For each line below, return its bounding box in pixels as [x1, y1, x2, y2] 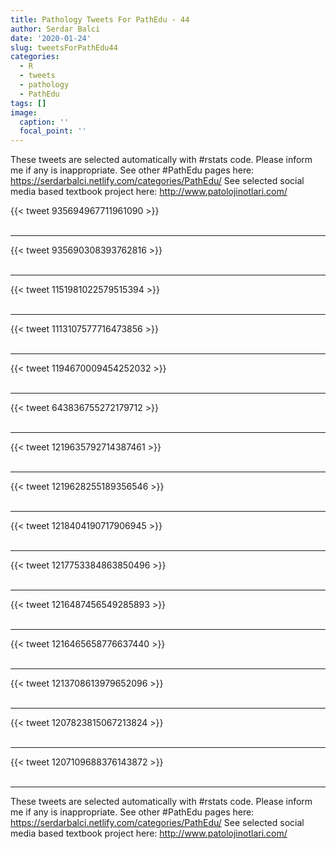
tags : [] [10, 98, 47, 108]
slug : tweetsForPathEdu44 [10, 42, 118, 53]
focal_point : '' [19, 126, 87, 136]
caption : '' [19, 117, 70, 127]
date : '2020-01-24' [10, 33, 92, 43]
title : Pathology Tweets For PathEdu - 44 [10, 14, 190, 25]
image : [10, 107, 38, 118]
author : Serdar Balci [10, 24, 101, 34]
